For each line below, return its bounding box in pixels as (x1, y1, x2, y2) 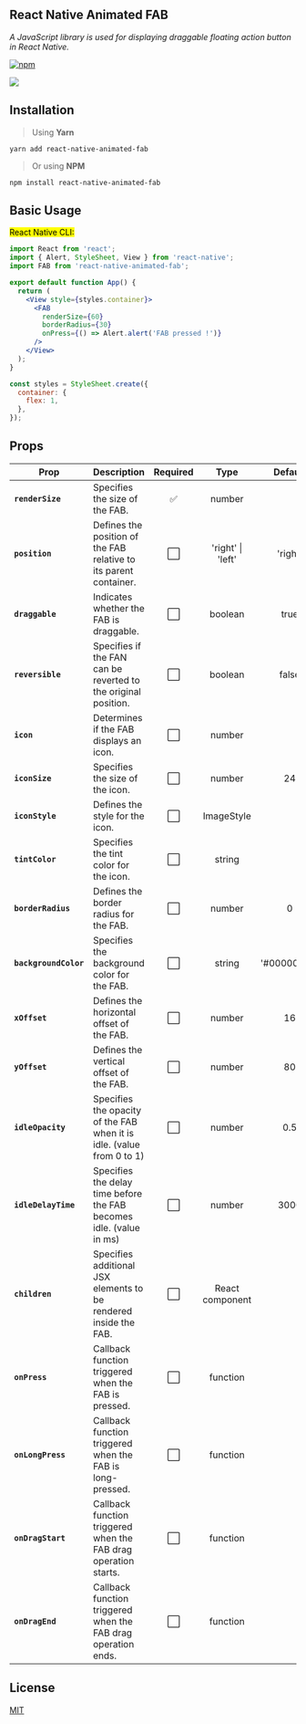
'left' (217, 552, 237, 565)
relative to (92, 552, 136, 565)
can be (92, 662, 123, 674)
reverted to (92, 674, 140, 686)
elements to (92, 1281, 144, 1294)
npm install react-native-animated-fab (9, 178, 161, 187)
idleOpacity (14, 1122, 66, 1133)
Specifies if (92, 639, 141, 652)
